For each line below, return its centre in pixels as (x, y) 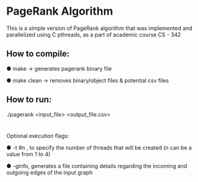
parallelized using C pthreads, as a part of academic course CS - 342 (94, 34)
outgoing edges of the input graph (50, 172)
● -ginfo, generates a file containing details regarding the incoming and (97, 166)
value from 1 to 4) (28, 154)
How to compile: (38, 54)
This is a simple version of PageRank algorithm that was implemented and (99, 28)
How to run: (29, 100)
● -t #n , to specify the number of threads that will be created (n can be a (99, 147)
